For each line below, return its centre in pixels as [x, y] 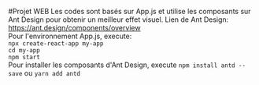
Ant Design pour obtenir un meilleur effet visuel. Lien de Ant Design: [118, 19]
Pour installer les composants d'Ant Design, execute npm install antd [122, 65]
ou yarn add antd [52, 73]
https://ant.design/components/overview [74, 28]
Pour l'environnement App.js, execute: [70, 36]
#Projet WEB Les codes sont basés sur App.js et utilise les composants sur [129, 11]
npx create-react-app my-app [56, 44]
